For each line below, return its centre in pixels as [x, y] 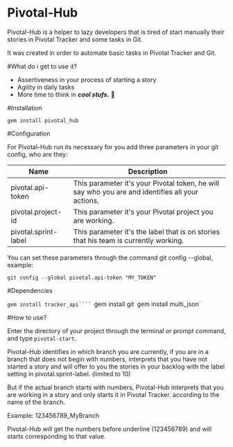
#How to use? [27, 317]
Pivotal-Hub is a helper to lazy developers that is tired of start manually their [116, 32]
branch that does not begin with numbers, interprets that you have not [107, 359]
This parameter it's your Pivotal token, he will [146, 183]
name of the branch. [36, 402]
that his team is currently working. [129, 240]
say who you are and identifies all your [136, 192]
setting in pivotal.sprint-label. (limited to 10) [69, 373]
